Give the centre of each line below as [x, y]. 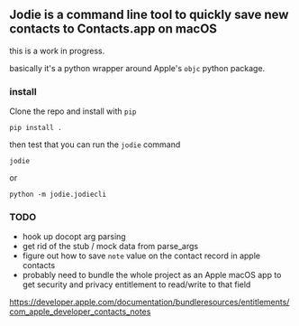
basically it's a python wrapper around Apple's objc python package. [137, 68]
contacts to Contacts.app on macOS [113, 29]
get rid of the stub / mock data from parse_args [110, 247]
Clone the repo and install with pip [73, 111]
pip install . [36, 128]
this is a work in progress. [57, 51]
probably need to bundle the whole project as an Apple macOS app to [152, 275]
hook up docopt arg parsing [74, 237]
